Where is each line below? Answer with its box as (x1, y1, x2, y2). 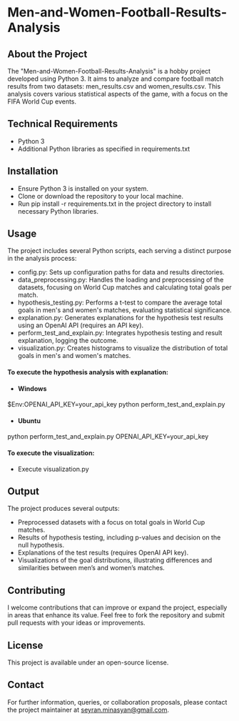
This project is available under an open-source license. (7, 658, 169, 667)
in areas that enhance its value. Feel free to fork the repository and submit (7, 611, 225, 620)
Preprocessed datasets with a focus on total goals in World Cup (17, 518, 205, 527)
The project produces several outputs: (7, 504, 120, 513)
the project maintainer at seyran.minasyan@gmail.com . (7, 705, 170, 714)
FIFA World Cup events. (7, 97, 77, 106)
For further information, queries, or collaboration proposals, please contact (7, 697, 228, 706)
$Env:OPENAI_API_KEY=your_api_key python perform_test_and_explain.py (7, 400, 225, 409)
